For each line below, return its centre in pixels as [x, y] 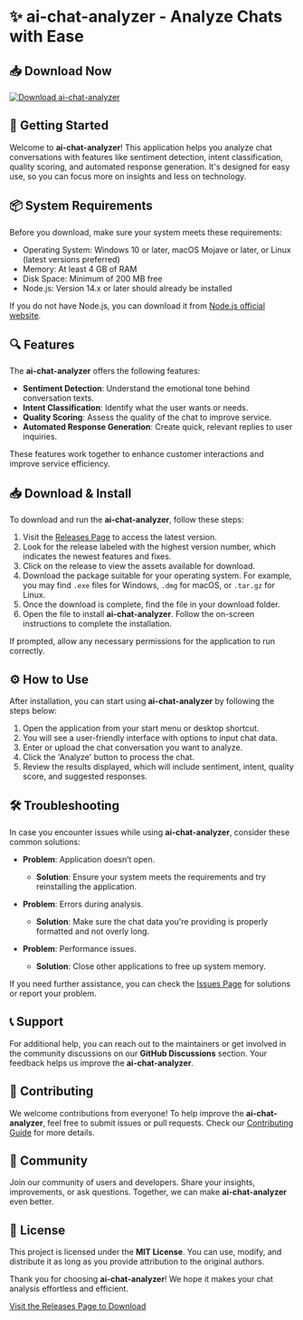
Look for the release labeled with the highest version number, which [149, 547]
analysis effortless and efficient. [69, 1289]
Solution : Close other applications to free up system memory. [151, 966]
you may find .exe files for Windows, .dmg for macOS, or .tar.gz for [149, 585]
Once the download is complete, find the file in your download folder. [151, 604]
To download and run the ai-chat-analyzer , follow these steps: [127, 520]
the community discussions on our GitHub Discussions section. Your [138, 1053]
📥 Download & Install [71, 494]
